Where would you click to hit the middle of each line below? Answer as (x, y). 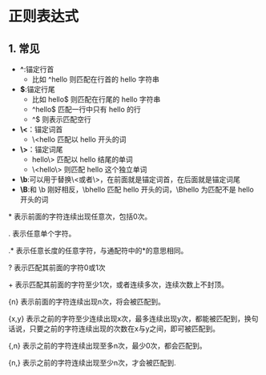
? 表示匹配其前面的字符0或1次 (57, 268)
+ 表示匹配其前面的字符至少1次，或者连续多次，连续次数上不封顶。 (118, 284)
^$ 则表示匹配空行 (62, 119)
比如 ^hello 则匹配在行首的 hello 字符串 (96, 79)
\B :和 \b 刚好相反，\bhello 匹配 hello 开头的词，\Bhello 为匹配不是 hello (137, 190)
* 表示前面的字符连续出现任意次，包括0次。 (80, 216)
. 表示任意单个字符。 (42, 234)
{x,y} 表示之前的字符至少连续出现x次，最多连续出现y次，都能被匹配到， (126, 319)
